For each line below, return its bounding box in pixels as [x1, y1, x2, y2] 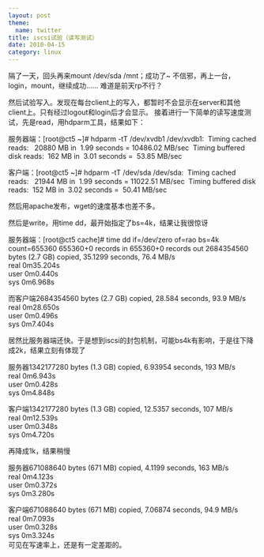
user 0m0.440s [8, 269, 58, 278]
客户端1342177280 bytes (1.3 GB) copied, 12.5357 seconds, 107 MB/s [8, 405, 233, 413]
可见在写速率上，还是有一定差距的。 [8, 540, 126, 549]
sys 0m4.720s [8, 430, 55, 439]
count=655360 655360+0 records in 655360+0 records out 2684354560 [8, 244, 249, 253]
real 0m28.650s [8, 303, 60, 312]
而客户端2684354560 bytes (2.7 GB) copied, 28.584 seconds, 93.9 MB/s [8, 294, 247, 303]
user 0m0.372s [8, 480, 58, 490]
